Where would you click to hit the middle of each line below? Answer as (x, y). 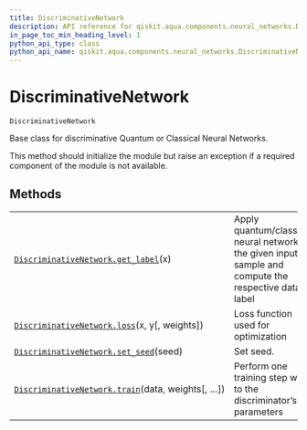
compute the (261, 276)
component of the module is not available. (89, 166)
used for (252, 325)
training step (260, 377)
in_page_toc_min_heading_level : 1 (75, 35)
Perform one (260, 366)
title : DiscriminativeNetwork (67, 18)
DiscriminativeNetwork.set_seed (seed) (98, 351)
